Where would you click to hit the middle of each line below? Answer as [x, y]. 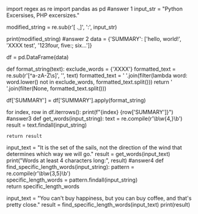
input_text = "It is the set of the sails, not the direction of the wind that [94, 148]
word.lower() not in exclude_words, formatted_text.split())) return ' [90, 82]
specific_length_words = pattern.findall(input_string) [72, 180]
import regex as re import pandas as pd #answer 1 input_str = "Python [95, 9]
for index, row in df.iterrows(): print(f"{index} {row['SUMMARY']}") [90, 112]
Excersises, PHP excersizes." [43, 15]
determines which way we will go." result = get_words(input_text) [88, 154]
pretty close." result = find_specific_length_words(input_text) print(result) [98, 205]
